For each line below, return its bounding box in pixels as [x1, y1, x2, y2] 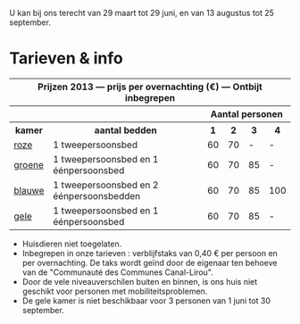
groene [13, 158, 45, 170]
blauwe [13, 184, 45, 196]
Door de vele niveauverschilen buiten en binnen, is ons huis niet [21, 276, 258, 287]
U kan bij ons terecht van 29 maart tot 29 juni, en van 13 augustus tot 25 [9, 8, 275, 18]
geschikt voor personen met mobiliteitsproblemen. [21, 286, 208, 296]
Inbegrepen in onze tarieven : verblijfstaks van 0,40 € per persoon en [21, 247, 279, 258]
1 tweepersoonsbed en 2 [53, 179, 159, 191]
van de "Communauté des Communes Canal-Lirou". [21, 267, 213, 278]
